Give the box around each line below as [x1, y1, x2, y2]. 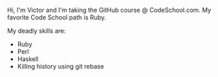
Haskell [17, 55, 39, 63]
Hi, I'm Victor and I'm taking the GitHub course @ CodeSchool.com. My [7, 6, 212, 14]
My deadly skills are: [7, 27, 66, 35]
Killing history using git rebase [17, 62, 104, 70]
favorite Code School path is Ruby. [7, 13, 106, 22]
